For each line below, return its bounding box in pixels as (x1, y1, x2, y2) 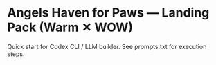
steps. (7, 50, 25, 58)
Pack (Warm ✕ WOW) (7, 19, 134, 35)
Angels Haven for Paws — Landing (7, 5, 210, 21)
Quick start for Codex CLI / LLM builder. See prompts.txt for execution (7, 42, 207, 50)
